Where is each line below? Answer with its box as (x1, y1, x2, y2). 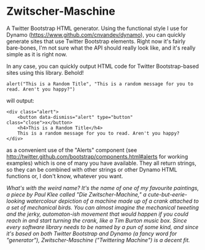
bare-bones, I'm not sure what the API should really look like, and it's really (6, 44, 196, 51)
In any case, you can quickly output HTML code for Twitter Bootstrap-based (6, 63, 199, 70)
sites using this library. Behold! (6, 69, 84, 76)
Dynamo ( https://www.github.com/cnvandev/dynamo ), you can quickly (6, 31, 186, 38)
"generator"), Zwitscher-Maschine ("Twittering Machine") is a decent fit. (6, 236, 190, 243)
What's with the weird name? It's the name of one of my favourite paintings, (6, 184, 199, 191)
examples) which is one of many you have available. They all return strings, (6, 159, 196, 167)
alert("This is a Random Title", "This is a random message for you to (6, 81, 193, 87)
